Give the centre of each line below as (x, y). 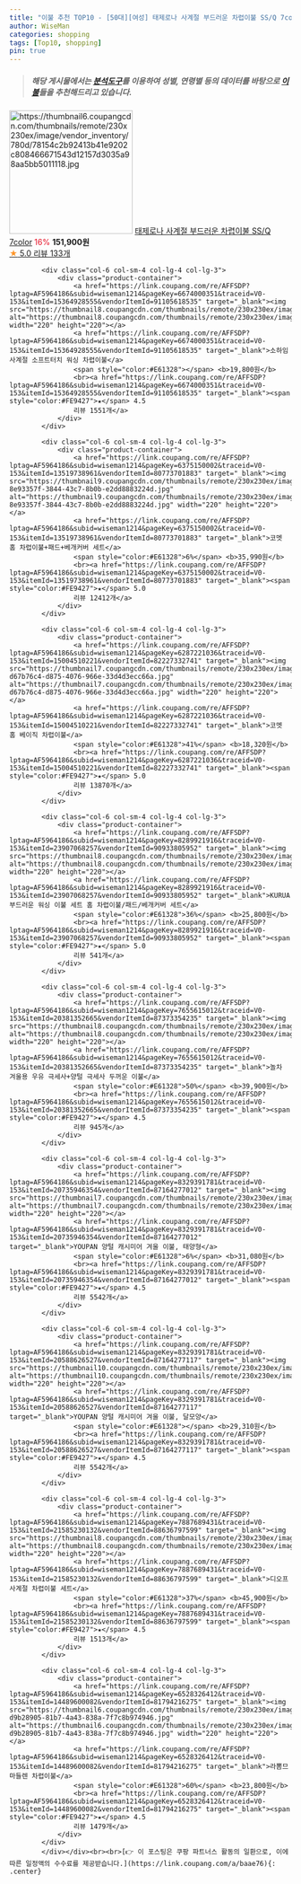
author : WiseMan (39, 26)
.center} (26, 1872)
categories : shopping (50, 34)
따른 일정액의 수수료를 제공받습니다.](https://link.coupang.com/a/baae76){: (142, 1864)
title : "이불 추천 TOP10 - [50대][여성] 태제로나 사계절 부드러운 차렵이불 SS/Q (143, 18)
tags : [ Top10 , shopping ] (56, 43)
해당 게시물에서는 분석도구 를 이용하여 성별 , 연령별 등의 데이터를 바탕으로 (155, 81)
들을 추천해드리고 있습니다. (86, 92)
